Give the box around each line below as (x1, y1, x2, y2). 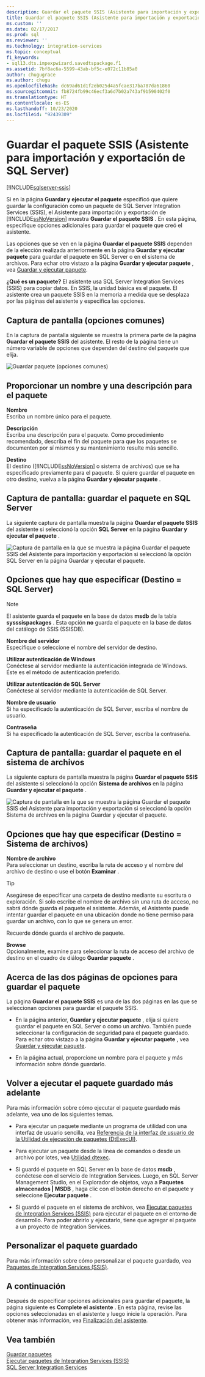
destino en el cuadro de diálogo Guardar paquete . (6, 954, 134, 962)
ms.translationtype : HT (6, 94, 67, 100)
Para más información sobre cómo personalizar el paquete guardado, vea (6, 1256, 192, 1264)
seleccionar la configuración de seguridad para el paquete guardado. (15, 1029, 190, 1036)
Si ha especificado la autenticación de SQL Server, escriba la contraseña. (6, 730, 191, 737)
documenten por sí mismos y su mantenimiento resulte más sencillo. (6, 444, 179, 451)
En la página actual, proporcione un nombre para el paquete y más (15, 1054, 183, 1061)
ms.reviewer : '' (6, 37, 48, 43)
